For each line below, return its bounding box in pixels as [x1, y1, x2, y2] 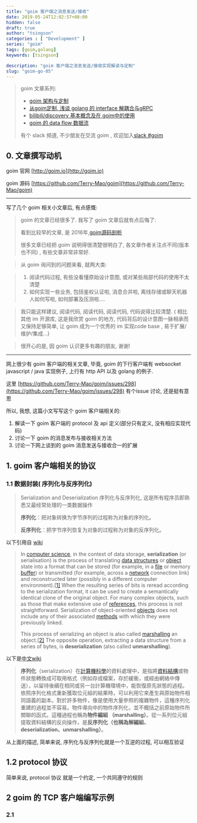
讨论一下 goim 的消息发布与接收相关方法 [14, 434, 113, 441]
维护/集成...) [20, 330, 50, 337]
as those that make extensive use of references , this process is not [20, 600, 183, 607]
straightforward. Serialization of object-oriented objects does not [20, 606, 178, 613]
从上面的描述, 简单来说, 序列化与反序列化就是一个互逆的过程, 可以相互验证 [6, 738, 185, 745]
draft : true [6, 25, 35, 31]
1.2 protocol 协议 [6, 757, 67, 767]
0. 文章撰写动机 [6, 151, 62, 161]
